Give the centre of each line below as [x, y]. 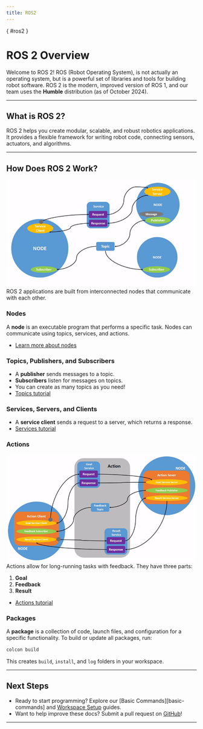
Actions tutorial [34, 602]
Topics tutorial [33, 394]
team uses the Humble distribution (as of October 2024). [77, 92]
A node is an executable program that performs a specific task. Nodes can [99, 327]
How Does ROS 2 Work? [52, 168]
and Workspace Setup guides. [84, 707]
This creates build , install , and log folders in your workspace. [85, 662]
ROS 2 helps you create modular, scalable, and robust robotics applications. [101, 131]
